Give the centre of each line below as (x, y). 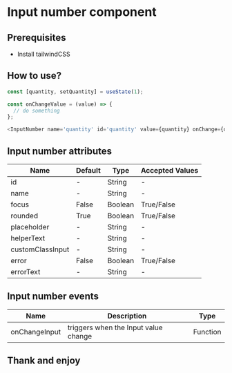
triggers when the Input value (116, 327)
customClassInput (40, 249)
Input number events (53, 297)
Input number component (82, 12)
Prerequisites (37, 38)
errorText (26, 272)
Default (88, 170)
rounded (25, 216)
